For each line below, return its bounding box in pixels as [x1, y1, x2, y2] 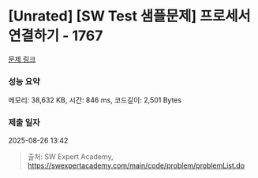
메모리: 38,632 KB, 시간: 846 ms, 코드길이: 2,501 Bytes [8, 95, 182, 105]
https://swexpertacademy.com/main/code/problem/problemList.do [27, 161, 245, 170]
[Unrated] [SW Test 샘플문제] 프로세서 [8, 7, 251, 25]
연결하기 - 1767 [8, 27, 103, 45]
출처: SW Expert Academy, [27, 151, 114, 161]
